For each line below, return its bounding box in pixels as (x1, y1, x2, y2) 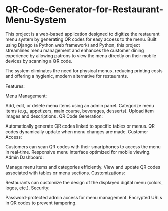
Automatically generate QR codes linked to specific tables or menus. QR (5, 123, 155, 129)
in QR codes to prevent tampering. (5, 200, 77, 206)
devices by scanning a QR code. (5, 58, 73, 64)
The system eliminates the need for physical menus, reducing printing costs (5, 67, 163, 74)
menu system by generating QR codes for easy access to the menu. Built (5, 36, 157, 43)
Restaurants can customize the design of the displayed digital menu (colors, (5, 179, 163, 185)
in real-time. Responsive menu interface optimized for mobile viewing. (5, 149, 151, 155)
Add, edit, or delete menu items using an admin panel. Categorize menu (5, 102, 155, 108)
